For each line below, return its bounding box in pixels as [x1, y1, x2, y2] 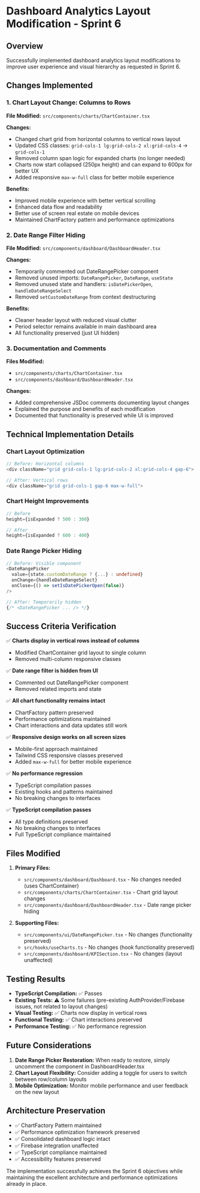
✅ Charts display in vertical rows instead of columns [6, 637, 140, 644]
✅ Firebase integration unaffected [14, 1141, 99, 1149]
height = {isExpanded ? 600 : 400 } [6, 533, 90, 539]
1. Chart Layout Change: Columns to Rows [6, 98, 131, 107]
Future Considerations [6, 1041, 92, 1051]
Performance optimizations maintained [14, 716, 111, 723]
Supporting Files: [14, 919, 59, 927]
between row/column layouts [14, 1075, 87, 1083]
